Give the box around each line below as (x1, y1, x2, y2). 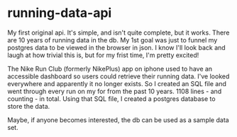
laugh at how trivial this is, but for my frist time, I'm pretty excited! (7, 51, 199, 59)
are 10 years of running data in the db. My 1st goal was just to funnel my (7, 35, 218, 44)
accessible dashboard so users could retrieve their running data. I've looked (7, 72, 230, 81)
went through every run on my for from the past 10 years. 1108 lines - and (7, 87, 222, 95)
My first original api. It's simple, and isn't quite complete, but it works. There (7, 28, 230, 37)
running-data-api (7, 5, 112, 21)
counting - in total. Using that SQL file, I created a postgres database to (7, 94, 216, 103)
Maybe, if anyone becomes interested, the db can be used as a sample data (7, 115, 229, 124)
